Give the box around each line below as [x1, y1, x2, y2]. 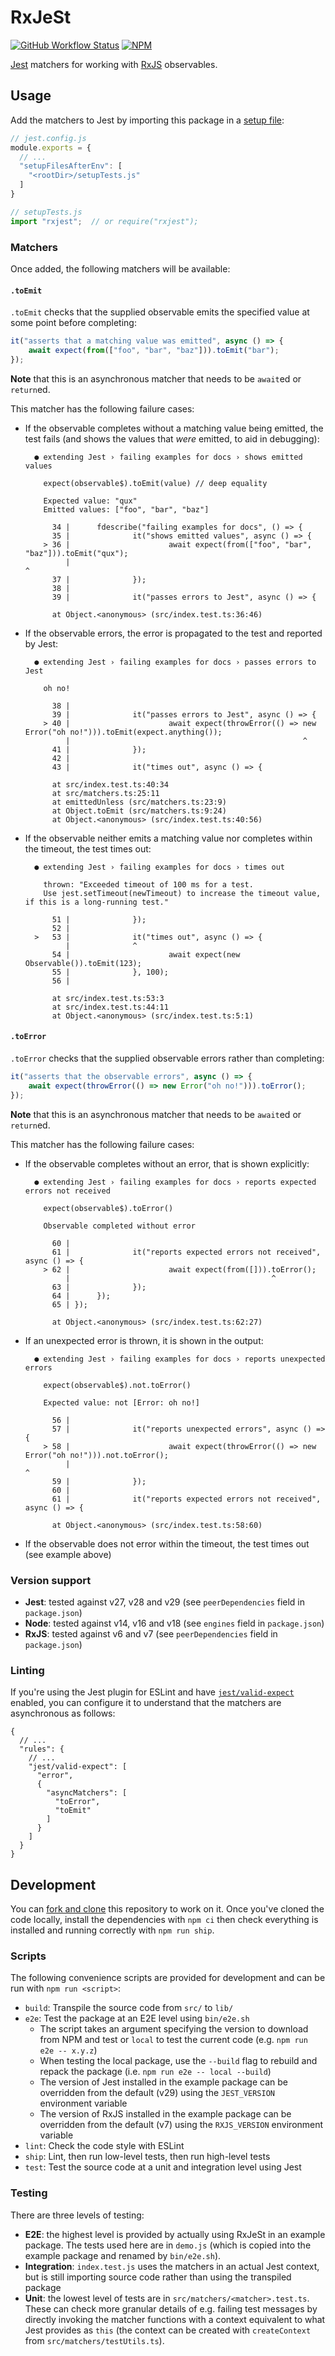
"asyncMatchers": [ [46, 1788, 128, 1798]
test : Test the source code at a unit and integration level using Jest [24, 2161, 302, 2173]
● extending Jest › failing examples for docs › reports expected [34, 1177, 317, 1187]
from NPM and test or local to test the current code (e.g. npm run [39, 2034, 308, 2046]
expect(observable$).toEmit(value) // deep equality [43, 478, 268, 488]
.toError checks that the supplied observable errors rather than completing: [10, 1052, 325, 1064]
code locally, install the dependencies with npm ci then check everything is [10, 1913, 319, 1925]
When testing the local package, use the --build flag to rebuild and [39, 2055, 318, 2067]
